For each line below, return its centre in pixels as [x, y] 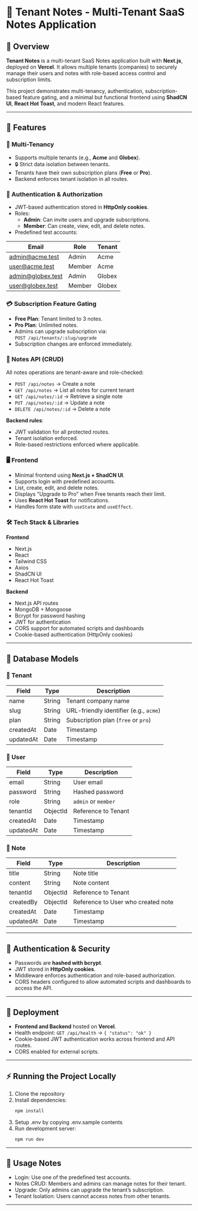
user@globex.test [33, 285]
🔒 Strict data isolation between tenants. [62, 164]
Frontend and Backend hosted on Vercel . [65, 1026]
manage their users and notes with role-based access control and [86, 73]
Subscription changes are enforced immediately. [74, 344]
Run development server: [45, 1128]
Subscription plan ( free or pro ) [109, 720]
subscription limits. [29, 80]
